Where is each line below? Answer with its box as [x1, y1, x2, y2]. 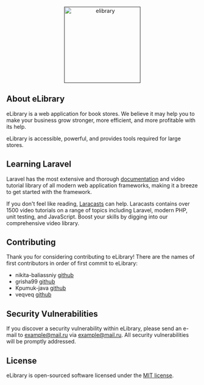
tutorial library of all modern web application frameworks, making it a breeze [6, 181, 198, 189]
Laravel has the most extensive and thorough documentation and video [6, 175, 185, 182]
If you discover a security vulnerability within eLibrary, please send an [6, 325, 182, 333]
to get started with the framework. [6, 188, 93, 195]
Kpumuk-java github [15, 284, 66, 292]
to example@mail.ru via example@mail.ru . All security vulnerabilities [18, 331, 189, 339]
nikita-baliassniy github [15, 272, 74, 279]
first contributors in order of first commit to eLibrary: [6, 260, 138, 267]
